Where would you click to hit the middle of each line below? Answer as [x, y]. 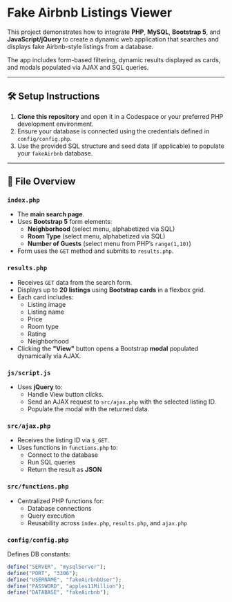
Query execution [51, 516]
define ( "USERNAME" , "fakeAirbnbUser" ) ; [65, 580]
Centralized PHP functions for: [60, 501]
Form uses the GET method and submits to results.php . [95, 251]
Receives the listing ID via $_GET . [63, 440]
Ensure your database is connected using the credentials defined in [113, 131]
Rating [37, 334]
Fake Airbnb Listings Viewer [90, 13]
